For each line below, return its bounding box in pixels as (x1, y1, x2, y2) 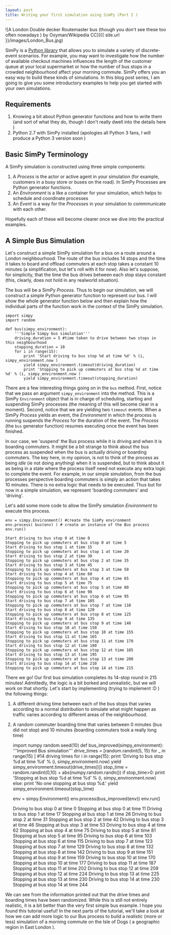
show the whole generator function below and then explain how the (5, 298, 147, 304)
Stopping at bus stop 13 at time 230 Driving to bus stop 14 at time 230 (12, 876, 160, 882)
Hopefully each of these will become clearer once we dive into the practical (5, 216, 164, 222)
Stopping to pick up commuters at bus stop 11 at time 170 (5, 638, 134, 643)
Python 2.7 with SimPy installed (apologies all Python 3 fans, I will (12, 130, 151, 136)
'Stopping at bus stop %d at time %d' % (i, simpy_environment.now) (12, 774, 156, 781)
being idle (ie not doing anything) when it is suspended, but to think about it (5, 460, 164, 466)
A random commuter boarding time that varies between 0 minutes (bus (12, 721, 162, 727)
